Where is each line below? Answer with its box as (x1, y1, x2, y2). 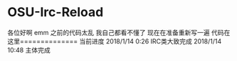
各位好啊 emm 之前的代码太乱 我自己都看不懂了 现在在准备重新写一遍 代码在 (7, 28, 231, 36)
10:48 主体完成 (7, 46, 51, 54)
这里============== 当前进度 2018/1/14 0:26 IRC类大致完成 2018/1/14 (7, 36, 222, 46)
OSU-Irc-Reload (7, 4, 104, 20)
